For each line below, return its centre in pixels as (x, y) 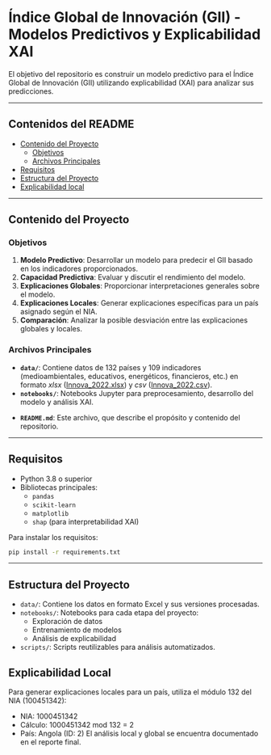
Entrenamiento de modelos (77, 630)
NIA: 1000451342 (49, 716)
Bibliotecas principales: (59, 487)
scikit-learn (54, 505)
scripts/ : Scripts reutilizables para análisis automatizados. (118, 647)
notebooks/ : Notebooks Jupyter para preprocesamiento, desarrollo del (137, 393)
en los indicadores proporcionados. (79, 269)
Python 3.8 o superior (56, 479)
